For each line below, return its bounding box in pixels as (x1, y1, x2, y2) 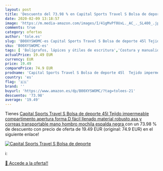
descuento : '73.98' (5, 93, 45, 98)
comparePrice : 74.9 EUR (5, 66, 53, 71)
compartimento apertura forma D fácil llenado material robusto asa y (5, 116, 142, 122)
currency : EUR (5, 57, 34, 62)
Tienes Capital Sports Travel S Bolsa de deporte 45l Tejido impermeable (5, 111, 149, 117)
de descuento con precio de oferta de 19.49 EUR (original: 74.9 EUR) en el (5, 126, 153, 132)
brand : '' (5, 84, 25, 89)
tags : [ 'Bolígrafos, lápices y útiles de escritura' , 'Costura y (5, 48, 140, 52)
